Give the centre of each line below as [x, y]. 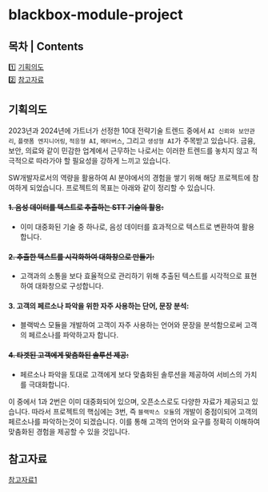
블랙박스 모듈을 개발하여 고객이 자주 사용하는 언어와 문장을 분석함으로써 [131, 325]
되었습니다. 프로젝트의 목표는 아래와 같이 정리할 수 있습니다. [122, 188]
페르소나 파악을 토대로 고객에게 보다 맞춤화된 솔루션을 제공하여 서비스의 [131, 374]
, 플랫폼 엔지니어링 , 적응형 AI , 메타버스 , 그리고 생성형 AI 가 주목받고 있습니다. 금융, [134, 140]
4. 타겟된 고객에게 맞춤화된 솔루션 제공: [69, 355]
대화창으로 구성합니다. [69, 286]
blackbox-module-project [96, 15]
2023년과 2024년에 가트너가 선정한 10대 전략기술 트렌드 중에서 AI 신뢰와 [122, 131]
